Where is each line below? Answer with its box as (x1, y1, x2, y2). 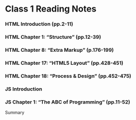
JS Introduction (5, 86, 42, 92)
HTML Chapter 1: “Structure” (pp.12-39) (5, 34, 101, 41)
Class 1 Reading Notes (5, 3, 97, 15)
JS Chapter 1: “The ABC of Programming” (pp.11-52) (5, 98, 130, 105)
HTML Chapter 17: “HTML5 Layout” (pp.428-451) (5, 60, 124, 66)
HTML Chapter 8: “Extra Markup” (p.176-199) (5, 46, 114, 53)
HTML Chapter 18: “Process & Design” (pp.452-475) (5, 73, 132, 79)
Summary (5, 110, 25, 116)
